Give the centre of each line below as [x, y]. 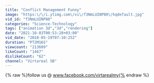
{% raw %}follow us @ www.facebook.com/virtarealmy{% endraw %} [77, 75]
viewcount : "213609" [27, 47]
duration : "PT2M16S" [27, 42]
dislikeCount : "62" [25, 56]
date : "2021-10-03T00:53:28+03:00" [42, 33]
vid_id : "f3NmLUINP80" [29, 19]
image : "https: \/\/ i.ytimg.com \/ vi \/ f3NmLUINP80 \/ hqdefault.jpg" [74, 14]
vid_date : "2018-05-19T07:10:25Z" [41, 38]
